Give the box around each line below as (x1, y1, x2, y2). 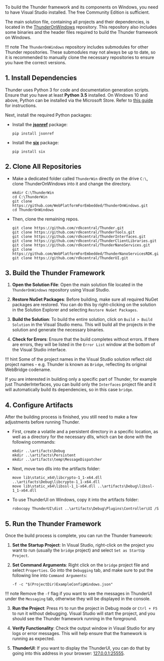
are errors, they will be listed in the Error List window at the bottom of (12, 342, 155, 347)
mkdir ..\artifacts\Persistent (12, 453, 76, 458)
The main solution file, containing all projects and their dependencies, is (5, 19, 150, 25)
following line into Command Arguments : (12, 573, 87, 579)
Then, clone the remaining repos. (12, 216, 79, 222)
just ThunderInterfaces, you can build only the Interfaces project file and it (5, 381, 156, 387)
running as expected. (12, 635, 55, 642)
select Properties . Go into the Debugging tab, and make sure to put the (12, 567, 153, 573)
